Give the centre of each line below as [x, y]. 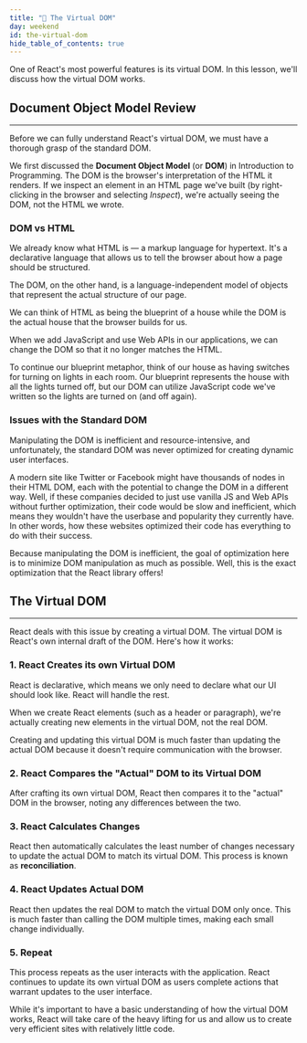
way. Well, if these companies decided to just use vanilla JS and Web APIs [149, 496]
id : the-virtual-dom [49, 35]
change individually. [47, 929]
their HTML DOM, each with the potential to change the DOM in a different [149, 487]
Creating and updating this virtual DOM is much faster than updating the [145, 740]
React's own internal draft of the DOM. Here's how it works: [122, 641]
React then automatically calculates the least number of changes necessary [152, 847]
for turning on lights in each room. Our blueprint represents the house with [149, 377]
